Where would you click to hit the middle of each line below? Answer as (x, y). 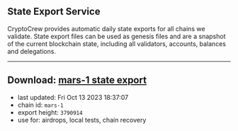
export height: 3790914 (50, 112)
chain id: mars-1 (40, 105)
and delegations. (32, 51)
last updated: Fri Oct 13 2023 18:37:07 (73, 97)
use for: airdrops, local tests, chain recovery (82, 120)
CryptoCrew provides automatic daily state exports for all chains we (106, 28)
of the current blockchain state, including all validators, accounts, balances (117, 44)
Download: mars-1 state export (77, 80)
